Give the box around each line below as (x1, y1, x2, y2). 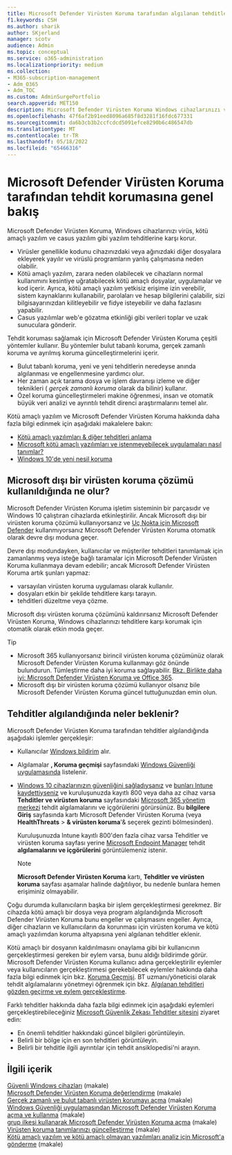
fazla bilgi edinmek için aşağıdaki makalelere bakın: (7, 419, 153, 428)
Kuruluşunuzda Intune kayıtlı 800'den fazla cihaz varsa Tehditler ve (17, 831, 209, 839)
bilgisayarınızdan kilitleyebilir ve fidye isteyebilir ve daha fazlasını (17, 298, 202, 307)
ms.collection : (7, 68, 51, 75)
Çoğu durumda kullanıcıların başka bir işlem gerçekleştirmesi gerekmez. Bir (7, 900, 222, 909)
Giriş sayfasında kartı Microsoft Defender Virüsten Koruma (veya (17, 810, 202, 818)
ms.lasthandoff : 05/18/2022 (7, 139, 88, 146)
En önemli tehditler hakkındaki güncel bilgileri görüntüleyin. (17, 1029, 185, 1037)
